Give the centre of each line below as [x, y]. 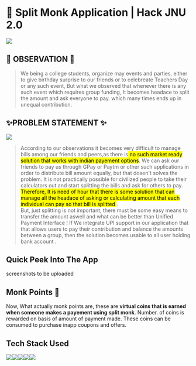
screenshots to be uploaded [40, 274]
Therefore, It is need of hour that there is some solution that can [97, 191]
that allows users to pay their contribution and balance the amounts [102, 229]
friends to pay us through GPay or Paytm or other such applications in [104, 166]
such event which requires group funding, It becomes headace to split [105, 92]
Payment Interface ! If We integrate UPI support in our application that [104, 223]
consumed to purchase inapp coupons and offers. [66, 325]
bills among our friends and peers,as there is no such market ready [101, 154]
